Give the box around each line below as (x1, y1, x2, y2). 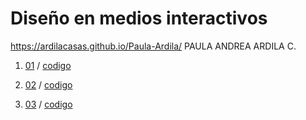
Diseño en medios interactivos (10, 7, 268, 30)
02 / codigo (24, 78, 73, 91)
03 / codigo (24, 98, 73, 110)
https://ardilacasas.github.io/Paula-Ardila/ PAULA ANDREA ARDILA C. (10, 40, 297, 52)
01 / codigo (24, 59, 72, 71)
